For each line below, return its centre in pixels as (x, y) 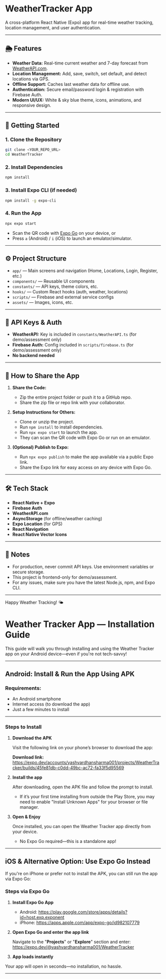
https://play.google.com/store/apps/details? (83, 912)
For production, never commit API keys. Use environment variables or (83, 566)
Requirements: (23, 688)
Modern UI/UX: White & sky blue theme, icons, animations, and (77, 100)
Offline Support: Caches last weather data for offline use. (71, 84)
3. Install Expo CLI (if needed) (41, 190)
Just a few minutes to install (41, 709)
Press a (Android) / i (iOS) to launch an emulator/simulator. (72, 238)
